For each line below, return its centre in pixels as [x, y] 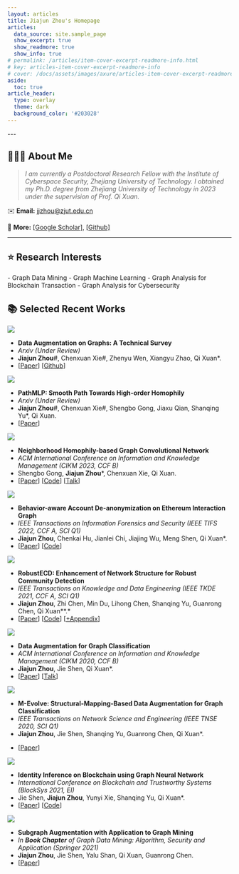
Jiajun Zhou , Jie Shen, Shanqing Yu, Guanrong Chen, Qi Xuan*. [111, 734]
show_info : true [38, 54]
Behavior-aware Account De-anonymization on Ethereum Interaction [122, 508]
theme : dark [32, 107]
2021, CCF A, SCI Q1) [49, 596]
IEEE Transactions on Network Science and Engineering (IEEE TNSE [117, 719]
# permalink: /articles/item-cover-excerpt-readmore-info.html [103, 61]
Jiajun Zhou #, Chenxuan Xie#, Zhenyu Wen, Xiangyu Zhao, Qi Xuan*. [119, 358]
